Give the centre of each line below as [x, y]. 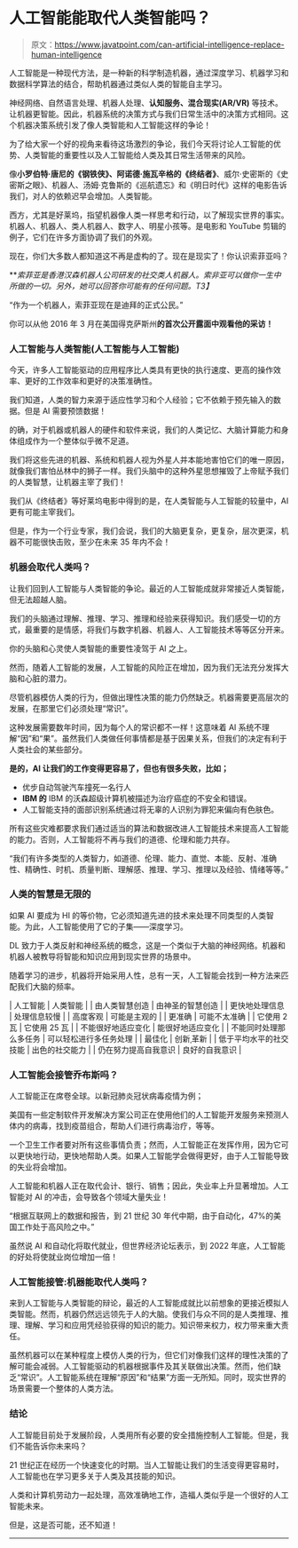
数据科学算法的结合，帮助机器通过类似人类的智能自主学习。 [118, 83]
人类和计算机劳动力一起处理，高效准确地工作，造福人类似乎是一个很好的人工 [149, 1495]
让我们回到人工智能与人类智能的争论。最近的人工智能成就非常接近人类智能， [149, 588]
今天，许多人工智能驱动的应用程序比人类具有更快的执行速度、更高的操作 [141, 370]
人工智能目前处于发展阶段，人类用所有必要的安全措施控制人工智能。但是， [145, 1434]
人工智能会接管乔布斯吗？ [64, 1075]
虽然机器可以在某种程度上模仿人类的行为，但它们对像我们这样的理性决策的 [145, 1355]
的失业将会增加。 [40, 1167]
